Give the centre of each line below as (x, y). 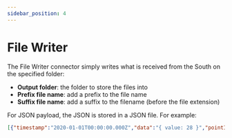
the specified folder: (36, 73)
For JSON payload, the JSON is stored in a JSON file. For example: (102, 115)
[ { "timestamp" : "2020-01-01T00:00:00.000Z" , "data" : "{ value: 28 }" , (106, 128)
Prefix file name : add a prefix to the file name (82, 94)
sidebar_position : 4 (37, 13)
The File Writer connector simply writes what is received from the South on (114, 67)
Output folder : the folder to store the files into (83, 87)
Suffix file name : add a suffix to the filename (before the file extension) (118, 102)
